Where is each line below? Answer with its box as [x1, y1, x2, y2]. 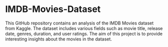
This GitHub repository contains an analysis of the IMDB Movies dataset [5, 20, 154, 26]
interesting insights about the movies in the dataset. [5, 36, 112, 42]
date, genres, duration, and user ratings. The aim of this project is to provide [5, 30, 163, 36]
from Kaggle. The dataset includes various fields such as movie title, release [5, 25, 163, 31]
